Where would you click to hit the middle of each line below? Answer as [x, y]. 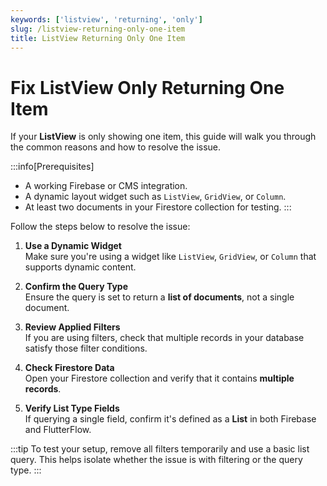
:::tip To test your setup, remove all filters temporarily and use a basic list [160, 449]
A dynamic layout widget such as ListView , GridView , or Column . [155, 197]
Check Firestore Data [69, 368]
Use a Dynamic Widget [73, 246]
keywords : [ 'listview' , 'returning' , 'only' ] [106, 19]
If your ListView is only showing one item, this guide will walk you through [163, 137]
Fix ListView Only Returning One [147, 87]
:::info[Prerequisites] [52, 167]
